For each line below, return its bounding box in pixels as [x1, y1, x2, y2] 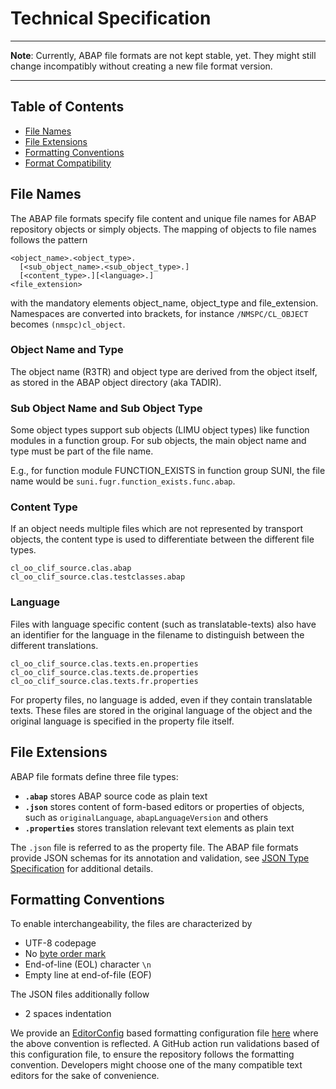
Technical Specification [10, 7, 212, 30]
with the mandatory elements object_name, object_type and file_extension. [10, 297, 319, 309]
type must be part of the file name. [10, 445, 154, 457]
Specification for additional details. [10, 862, 154, 874]
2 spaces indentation [24, 1008, 112, 1020]
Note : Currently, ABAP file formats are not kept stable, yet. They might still [10, 49, 317, 61]
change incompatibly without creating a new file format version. [10, 60, 273, 72]
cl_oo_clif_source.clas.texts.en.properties [10, 658, 199, 669]
